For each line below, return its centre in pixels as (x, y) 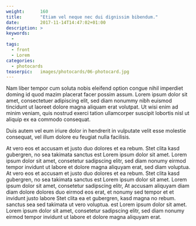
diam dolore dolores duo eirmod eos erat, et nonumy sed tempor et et (90, 192)
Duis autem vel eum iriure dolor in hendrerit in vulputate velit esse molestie (96, 131)
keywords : (18, 33)
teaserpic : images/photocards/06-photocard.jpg (68, 72)
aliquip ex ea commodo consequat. (48, 119)
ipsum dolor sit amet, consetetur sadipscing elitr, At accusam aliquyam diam (98, 186)
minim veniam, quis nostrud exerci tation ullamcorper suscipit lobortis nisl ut (98, 113)
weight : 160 (27, 11)
